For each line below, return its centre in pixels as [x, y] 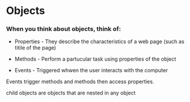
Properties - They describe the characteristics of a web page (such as [99, 41]
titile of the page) [35, 48]
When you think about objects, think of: [64, 29]
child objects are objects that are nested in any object [71, 93]
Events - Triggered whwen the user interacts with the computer [91, 71]
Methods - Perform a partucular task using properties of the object [95, 59]
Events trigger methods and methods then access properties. [80, 82]
